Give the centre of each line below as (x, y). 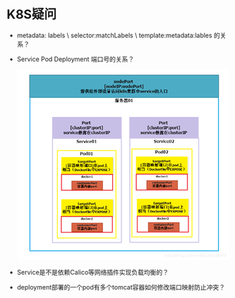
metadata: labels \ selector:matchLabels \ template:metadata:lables (114, 35)
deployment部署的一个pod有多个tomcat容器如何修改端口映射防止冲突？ (121, 287)
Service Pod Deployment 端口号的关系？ (76, 59)
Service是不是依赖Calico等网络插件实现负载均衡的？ (93, 272)
